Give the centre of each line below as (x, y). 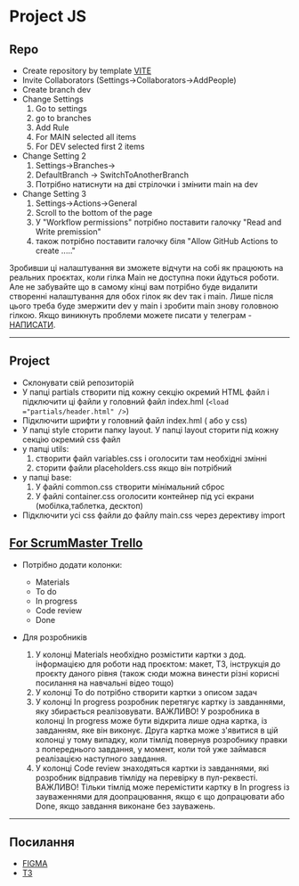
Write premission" (69, 232)
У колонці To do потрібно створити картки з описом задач (146, 692)
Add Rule (52, 127)
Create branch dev (57, 90)
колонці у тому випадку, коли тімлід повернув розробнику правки (161, 739)
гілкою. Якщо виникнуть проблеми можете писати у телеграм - (130, 315)
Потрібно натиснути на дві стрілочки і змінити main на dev (146, 184)
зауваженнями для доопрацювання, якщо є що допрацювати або (160, 796)
